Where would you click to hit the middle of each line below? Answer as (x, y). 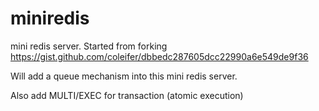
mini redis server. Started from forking (89, 46)
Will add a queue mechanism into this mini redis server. (124, 76)
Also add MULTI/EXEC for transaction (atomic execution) (127, 95)
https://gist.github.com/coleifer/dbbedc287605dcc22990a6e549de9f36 (159, 56)
